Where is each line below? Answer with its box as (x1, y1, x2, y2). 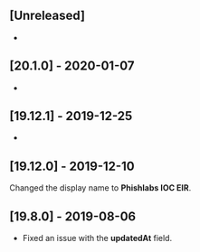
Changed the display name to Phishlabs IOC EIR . (9, 182, 192, 193)
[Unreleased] (9, 8, 86, 23)
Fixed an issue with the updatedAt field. (22, 233, 173, 244)
